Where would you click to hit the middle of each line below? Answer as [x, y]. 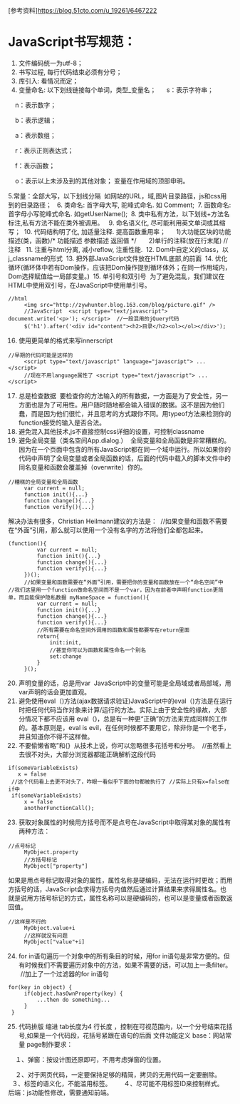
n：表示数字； [36, 105]
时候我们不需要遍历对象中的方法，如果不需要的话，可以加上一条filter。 [128, 965]
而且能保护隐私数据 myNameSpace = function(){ [84, 597]
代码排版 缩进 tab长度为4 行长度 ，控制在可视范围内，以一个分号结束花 [122, 1026]
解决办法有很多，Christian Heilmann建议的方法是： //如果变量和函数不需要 [118, 521]
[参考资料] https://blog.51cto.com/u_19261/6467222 [83, 10]
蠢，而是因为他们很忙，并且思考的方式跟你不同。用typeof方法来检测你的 [125, 413]
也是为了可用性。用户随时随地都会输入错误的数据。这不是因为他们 [128, 405]
